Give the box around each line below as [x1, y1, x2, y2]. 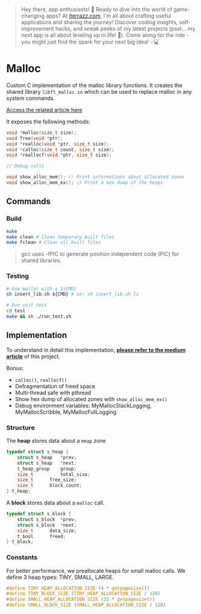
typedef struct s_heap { [6, 449, 69, 455]
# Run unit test [6, 302, 47, 309]
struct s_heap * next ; [17, 460, 77, 466]
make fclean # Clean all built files [6, 240, 101, 246]
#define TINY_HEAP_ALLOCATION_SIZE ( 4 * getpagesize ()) [6, 585, 150, 591]
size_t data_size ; [17, 527, 77, 534]
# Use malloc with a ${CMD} [6, 286, 77, 292]
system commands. [6, 94, 56, 102]
